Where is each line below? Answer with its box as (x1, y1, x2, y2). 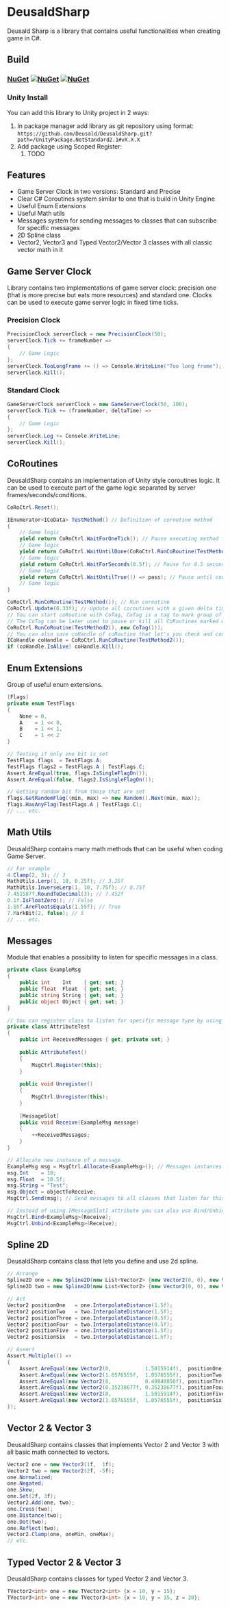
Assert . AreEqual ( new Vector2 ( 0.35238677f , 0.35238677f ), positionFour (19, 1384, 225, 1391)
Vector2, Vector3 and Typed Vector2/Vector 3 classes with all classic (16, 238, 212, 247)
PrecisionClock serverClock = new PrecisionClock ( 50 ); (7, 331, 167, 338)
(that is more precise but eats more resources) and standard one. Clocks (7, 291, 212, 299)
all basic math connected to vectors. (7, 1448, 110, 1456)
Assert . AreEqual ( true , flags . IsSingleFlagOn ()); (7, 770, 149, 777)
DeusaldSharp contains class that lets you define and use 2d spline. (7, 1257, 199, 1266)
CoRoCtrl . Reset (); (7, 504, 60, 511)
